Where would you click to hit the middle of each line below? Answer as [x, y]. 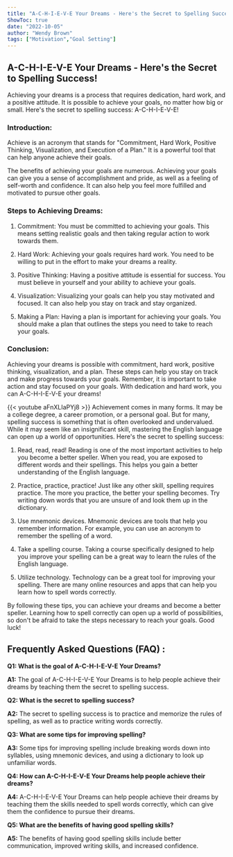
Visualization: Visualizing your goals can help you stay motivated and [116, 296]
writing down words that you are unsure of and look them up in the [112, 500]
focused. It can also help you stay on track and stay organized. [107, 303]
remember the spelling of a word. [65, 536]
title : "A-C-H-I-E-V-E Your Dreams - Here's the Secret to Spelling [108, 14]
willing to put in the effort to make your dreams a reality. [97, 261]
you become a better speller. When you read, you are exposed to [110, 457]
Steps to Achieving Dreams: [55, 211]
